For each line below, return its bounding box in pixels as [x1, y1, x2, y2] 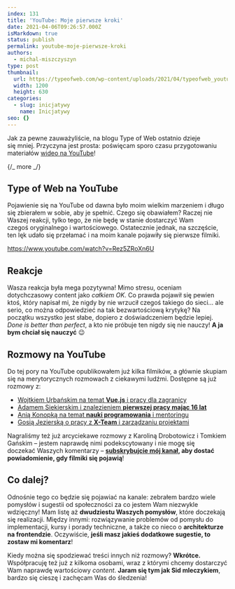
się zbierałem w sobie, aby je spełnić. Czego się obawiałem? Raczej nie [7, 208, 213, 217]
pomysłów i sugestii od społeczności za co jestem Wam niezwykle [7, 500, 199, 508]
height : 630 [13, 88, 49, 95]
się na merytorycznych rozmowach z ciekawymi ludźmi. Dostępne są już [7, 374, 217, 383]
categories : [7, 95, 42, 102]
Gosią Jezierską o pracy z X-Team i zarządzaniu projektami [17, 418, 190, 426]
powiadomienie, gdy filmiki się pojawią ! [7, 454, 124, 463]
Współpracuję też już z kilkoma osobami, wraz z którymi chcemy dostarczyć [7, 558, 228, 567]
